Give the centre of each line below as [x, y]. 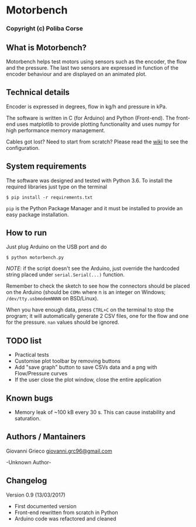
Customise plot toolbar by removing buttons [68, 361]
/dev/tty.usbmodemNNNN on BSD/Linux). [52, 299]
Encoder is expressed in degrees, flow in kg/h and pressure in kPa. [87, 107]
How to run [27, 233]
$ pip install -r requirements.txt [49, 197]
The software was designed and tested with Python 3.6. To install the [89, 180]
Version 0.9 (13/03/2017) [36, 495]
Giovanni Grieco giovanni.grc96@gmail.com [59, 451]
